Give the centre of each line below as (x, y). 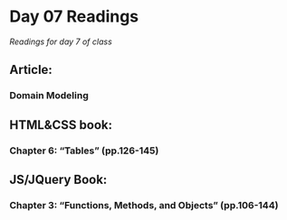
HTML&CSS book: (61, 125)
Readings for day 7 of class (61, 41)
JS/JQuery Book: (58, 179)
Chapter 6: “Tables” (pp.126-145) (84, 151)
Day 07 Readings (74, 17)
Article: (31, 70)
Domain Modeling (49, 96)
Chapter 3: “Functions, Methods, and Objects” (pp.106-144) (144, 205)
